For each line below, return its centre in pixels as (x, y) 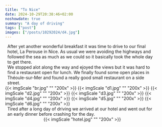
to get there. (20, 62)
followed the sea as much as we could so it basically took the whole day (80, 57)
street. (14, 83)
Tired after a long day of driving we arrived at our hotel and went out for (80, 109)
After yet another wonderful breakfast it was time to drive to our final (76, 46)
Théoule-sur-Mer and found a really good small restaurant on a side (76, 77)
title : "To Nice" (23, 10)
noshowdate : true (23, 19)
